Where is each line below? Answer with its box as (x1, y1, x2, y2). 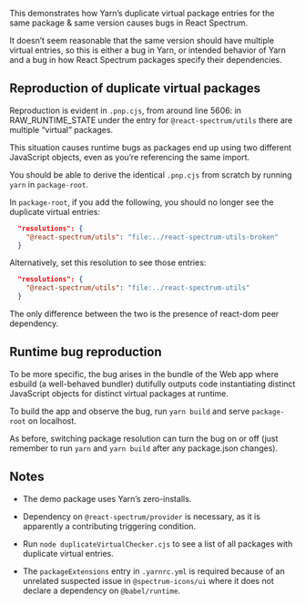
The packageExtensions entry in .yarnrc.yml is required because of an (22, 565, 285, 577)
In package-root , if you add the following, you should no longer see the (9, 196, 274, 208)
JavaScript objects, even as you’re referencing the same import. (9, 151, 250, 162)
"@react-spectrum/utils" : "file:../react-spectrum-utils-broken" (25, 232, 280, 241)
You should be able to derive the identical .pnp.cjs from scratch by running (9, 169, 293, 180)
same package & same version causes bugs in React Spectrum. (9, 17, 249, 28)
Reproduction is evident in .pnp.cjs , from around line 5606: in (9, 105, 242, 116)
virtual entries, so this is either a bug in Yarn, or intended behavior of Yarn (9, 45, 287, 56)
